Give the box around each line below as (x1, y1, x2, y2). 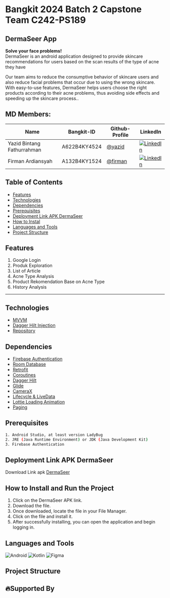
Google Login (12, 257, 41, 263)
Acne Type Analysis (12, 273, 54, 280)
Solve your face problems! (5, 48, 62, 54)
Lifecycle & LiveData (12, 393, 56, 400)
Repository (12, 328, 35, 334)
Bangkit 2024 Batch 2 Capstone (5, 4, 142, 15)
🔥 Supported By (5, 584, 55, 593)
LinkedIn (140, 128, 161, 135)
